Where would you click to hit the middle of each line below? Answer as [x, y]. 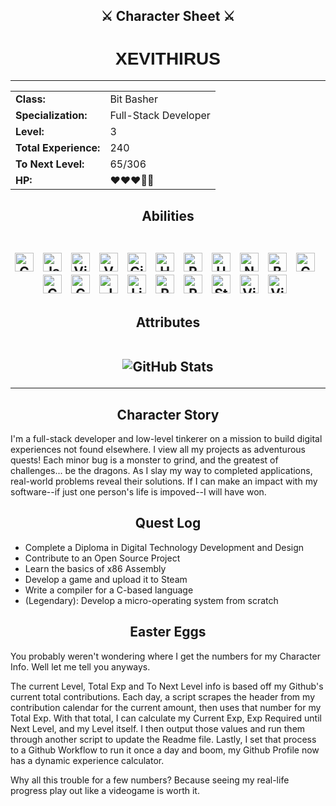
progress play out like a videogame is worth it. [105, 790]
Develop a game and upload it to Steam [106, 579]
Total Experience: [58, 148]
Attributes [168, 322]
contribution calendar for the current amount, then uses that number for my [166, 707]
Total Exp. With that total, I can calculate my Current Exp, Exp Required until [166, 718]
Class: [30, 99]
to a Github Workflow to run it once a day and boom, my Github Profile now [165, 750]
